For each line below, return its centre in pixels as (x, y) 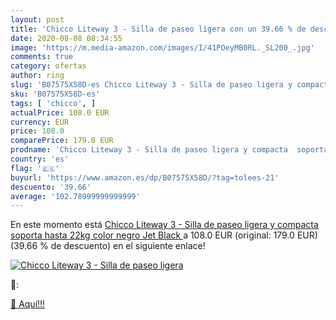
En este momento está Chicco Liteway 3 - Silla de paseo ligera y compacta (164, 225)
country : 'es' (40, 159)
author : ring (37, 76)
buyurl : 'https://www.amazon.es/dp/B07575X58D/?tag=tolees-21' (145, 177)
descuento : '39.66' (51, 187)
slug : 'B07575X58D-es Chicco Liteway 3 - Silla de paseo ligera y (151, 85)
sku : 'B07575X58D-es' (55, 94)
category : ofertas (48, 66)
